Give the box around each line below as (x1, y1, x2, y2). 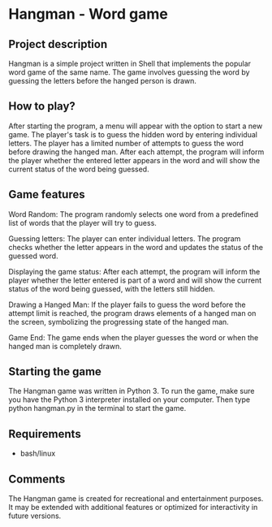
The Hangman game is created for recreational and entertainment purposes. (8, 494, 264, 503)
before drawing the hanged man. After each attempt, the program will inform (8, 147, 265, 157)
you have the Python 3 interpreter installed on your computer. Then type (8, 395, 250, 404)
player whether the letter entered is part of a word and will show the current (8, 275, 262, 285)
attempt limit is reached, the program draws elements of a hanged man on (8, 308, 257, 317)
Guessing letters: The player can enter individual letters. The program (8, 233, 241, 244)
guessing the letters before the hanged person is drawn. (8, 76, 197, 85)
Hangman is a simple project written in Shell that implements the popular (8, 58, 252, 68)
